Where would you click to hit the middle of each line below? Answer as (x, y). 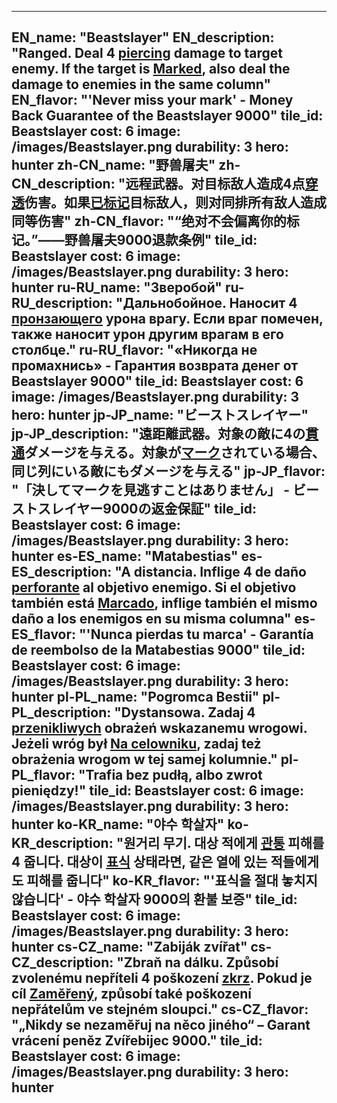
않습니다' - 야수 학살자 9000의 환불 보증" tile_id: (154, 899)
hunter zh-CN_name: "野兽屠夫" (113, 165)
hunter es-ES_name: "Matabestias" (125, 556)
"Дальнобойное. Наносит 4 (206, 303)
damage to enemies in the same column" (141, 84)
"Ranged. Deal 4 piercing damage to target (147, 53)
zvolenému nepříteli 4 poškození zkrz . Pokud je (162, 978)
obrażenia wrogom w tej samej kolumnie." (144, 759)
